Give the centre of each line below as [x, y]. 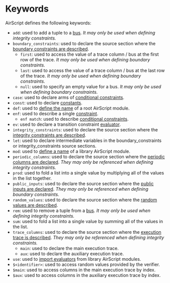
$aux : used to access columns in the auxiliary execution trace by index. [87, 275]
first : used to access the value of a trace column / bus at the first [89, 54]
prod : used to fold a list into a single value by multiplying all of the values [88, 172]
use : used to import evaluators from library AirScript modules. [77, 259]
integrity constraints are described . [49, 135]
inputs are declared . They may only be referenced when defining [80, 189]
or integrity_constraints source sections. [55, 146]
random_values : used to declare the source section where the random [85, 200]
